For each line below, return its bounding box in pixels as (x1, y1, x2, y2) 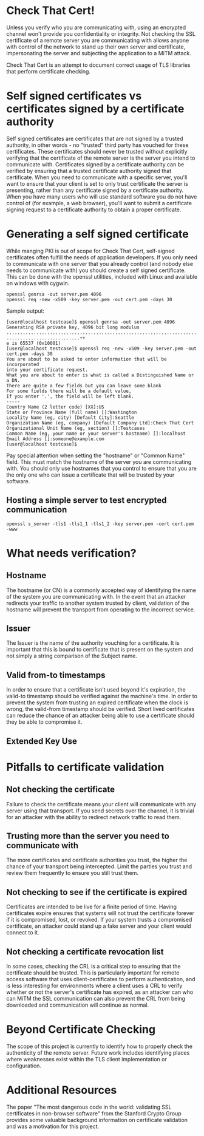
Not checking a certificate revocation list (6, 947, 164, 957)
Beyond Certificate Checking (6, 1022, 156, 1036)
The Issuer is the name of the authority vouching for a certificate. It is (6, 639, 180, 647)
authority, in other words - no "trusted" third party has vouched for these (6, 141, 189, 149)
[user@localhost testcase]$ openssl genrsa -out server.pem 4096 (6, 319, 175, 325)
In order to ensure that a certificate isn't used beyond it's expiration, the (6, 686, 186, 693)
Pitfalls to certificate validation (6, 760, 165, 774)
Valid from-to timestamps (6, 670, 106, 680)
